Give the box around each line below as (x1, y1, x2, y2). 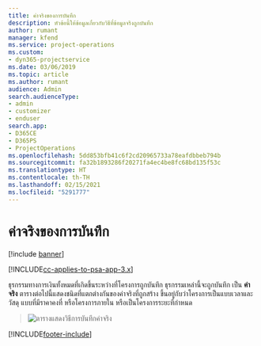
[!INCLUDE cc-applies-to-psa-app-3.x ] (8, 264, 134, 274)
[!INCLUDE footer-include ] (8, 329, 93, 339)
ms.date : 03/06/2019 (8, 63, 77, 71)
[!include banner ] (8, 249, 65, 258)
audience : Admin (8, 85, 62, 93)
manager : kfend (8, 33, 59, 42)
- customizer (8, 108, 51, 116)
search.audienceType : (8, 93, 80, 101)
